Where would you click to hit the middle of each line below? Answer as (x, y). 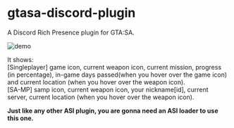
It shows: (20, 59)
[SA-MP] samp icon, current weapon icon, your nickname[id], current (108, 89)
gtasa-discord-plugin (72, 13)
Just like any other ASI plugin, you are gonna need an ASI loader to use (113, 110)
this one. (20, 118)
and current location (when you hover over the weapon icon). (96, 82)
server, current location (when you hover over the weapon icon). (101, 97)
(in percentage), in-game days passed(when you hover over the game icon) (117, 75)
